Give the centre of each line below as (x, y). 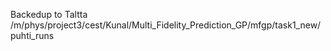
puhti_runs (32, 35)
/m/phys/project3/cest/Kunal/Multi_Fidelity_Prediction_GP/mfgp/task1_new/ (166, 25)
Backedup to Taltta (49, 14)
